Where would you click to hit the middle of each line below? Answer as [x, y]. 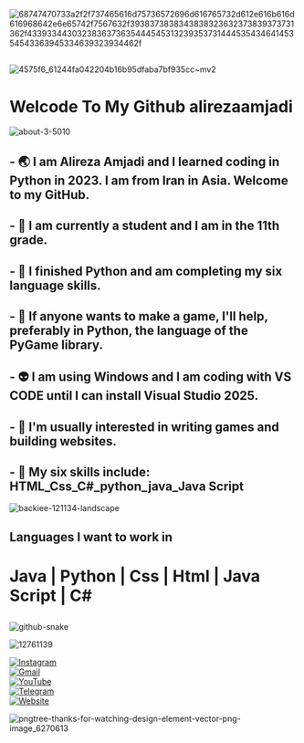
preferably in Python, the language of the [129, 330]
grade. [29, 241]
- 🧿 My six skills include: [80, 472]
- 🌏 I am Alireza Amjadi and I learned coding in [145, 161]
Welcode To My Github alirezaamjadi [152, 106]
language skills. [56, 285]
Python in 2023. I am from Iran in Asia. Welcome [149, 180]
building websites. [63, 441]
